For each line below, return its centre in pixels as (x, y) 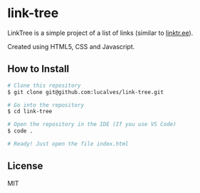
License (25, 166)
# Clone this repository (44, 85)
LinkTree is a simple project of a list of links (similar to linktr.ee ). (100, 33)
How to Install (38, 69)
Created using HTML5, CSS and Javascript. (71, 46)
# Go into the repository (46, 105)
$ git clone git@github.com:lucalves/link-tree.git (85, 92)
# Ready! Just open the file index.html (68, 144)
